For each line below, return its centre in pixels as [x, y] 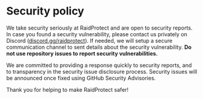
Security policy [45, 11]
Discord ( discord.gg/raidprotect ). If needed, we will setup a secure [89, 40]
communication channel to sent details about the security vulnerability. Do [99, 47]
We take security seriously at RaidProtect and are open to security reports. [99, 28]
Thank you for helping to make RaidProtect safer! [68, 89]
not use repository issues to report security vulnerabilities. [82, 53]
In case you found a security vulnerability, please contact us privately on [97, 34]
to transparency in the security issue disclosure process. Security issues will [102, 71]
